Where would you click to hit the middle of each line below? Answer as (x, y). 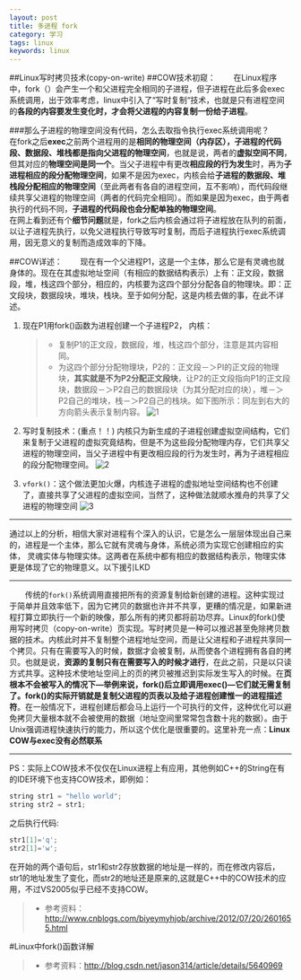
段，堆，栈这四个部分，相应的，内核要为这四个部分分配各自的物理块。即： (146, 284)
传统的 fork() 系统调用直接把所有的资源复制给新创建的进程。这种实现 (151, 595)
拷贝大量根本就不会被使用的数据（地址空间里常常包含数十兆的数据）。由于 (152, 718)
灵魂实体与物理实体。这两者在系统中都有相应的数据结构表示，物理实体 (156, 556)
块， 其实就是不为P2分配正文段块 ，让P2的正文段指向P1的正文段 (174, 379)
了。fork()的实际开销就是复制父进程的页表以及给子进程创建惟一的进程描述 (146, 696)
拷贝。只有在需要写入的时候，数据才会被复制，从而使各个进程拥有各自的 (150, 651)
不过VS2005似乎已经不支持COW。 (89, 888)
